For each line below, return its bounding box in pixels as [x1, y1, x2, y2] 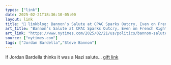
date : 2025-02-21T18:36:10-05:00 [5, 12, 76, 17]
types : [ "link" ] [5, 7, 40, 13]
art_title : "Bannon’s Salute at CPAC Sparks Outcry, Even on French [5, 26, 154, 31]
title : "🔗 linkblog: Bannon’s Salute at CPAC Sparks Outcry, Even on [5, 21, 156, 27]
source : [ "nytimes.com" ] [5, 36, 58, 41]
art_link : [5, 31, 26, 36]
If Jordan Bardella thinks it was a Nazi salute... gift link [5, 54, 119, 60]
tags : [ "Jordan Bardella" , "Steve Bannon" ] [5, 40, 97, 45]
